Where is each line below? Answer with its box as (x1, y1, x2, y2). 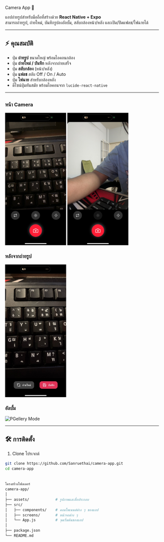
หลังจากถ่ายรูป (5, 253, 32, 260)
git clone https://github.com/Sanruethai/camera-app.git (5, 461, 123, 466)
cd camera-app (5, 466, 34, 471)
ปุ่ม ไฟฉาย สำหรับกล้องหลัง (12, 76, 56, 83)
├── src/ (5, 502, 23, 507)
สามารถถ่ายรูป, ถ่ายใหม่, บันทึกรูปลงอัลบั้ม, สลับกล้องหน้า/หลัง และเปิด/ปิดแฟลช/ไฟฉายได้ (5, 20, 149, 25)
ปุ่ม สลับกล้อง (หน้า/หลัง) (12, 66, 53, 71)
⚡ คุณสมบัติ (5, 39, 33, 47)
